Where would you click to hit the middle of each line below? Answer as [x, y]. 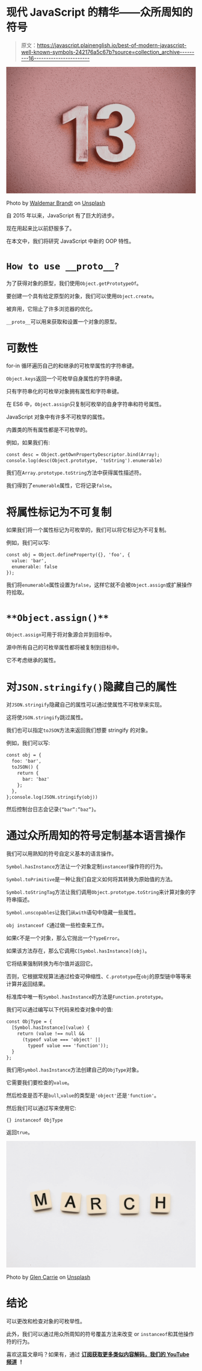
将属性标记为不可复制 [59, 512]
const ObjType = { [29, 1022]
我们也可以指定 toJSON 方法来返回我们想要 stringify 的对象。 [79, 730]
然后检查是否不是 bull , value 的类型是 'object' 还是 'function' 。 [83, 1095]
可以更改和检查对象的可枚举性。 [46, 1321]
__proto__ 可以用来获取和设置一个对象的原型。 [63, 321]
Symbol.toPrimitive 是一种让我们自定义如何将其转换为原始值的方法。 [91, 879]
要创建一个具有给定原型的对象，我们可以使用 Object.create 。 [82, 296]
